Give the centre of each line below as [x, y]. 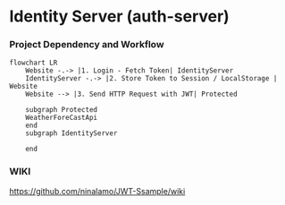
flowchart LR [34, 63]
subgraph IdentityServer [71, 133]
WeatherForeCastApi [62, 118]
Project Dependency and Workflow [87, 45]
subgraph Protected [62, 110]
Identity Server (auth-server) [119, 17]
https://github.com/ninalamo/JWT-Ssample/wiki [97, 191]
